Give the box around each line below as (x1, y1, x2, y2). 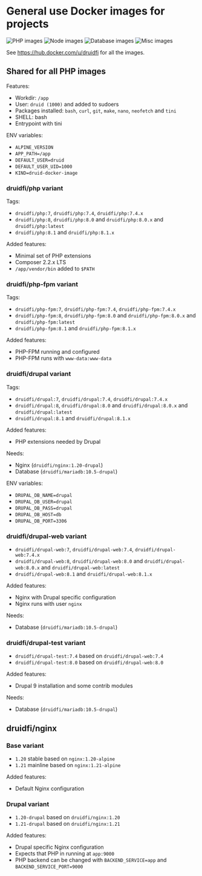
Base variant (6, 741, 44, 750)
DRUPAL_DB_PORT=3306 (15, 518, 67, 524)
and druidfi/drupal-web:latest (41, 563, 120, 571)
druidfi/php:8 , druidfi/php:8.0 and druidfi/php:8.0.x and (15, 216, 164, 223)
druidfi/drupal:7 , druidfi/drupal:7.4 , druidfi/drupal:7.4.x (15, 395, 168, 403)
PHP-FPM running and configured (15, 348, 100, 355)
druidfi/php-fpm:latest (15, 319, 76, 326)
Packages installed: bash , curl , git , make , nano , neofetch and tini (15, 107, 177, 114)
